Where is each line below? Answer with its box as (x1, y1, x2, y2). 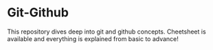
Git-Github (7, 5, 69, 21)
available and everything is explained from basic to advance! (7, 34, 179, 42)
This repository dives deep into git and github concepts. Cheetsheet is (7, 27, 206, 36)
